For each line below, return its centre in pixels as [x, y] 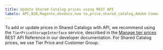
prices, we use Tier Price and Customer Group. [52, 42]
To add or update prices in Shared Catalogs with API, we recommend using [80, 27]
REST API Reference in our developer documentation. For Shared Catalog [78, 37]
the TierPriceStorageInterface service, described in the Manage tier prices [81, 32]
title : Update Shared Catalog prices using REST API [59, 9]
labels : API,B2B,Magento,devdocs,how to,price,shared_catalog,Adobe [76, 14]
